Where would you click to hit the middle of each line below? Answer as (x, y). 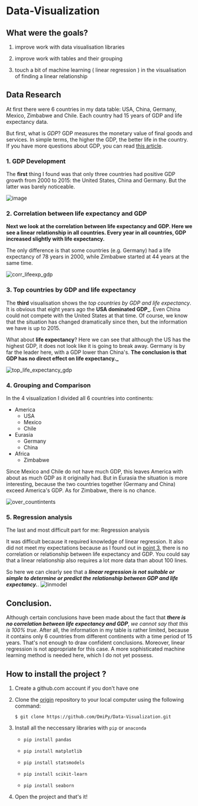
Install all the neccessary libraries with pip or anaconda (80, 728)
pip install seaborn (49, 786)
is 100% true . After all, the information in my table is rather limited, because (98, 630)
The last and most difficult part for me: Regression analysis (78, 530)
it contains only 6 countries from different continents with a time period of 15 (99, 637)
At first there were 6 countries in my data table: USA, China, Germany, (91, 109)
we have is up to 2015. (33, 328)
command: (28, 706)
